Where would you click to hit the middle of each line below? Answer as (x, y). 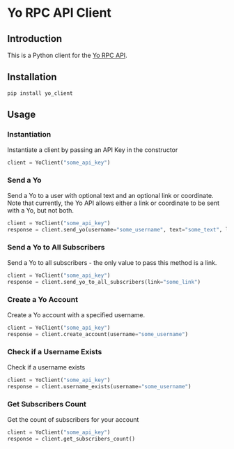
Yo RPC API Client (59, 13)
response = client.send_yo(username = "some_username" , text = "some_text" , (115, 229)
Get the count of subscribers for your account (73, 419)
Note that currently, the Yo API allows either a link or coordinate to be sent (113, 203)
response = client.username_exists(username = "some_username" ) (99, 386)
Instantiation (29, 135)
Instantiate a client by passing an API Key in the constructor (93, 150)
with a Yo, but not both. (41, 210)
